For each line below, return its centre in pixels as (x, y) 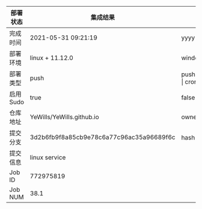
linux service (48, 157)
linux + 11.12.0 (51, 58)
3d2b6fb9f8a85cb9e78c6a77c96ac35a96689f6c (103, 137)
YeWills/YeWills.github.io (64, 117)
